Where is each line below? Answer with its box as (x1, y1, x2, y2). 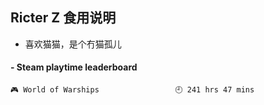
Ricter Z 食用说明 (10, 9, 117, 27)
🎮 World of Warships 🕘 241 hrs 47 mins (10, 85, 255, 95)
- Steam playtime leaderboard (10, 61, 138, 73)
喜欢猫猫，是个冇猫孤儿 (24, 38, 122, 50)
